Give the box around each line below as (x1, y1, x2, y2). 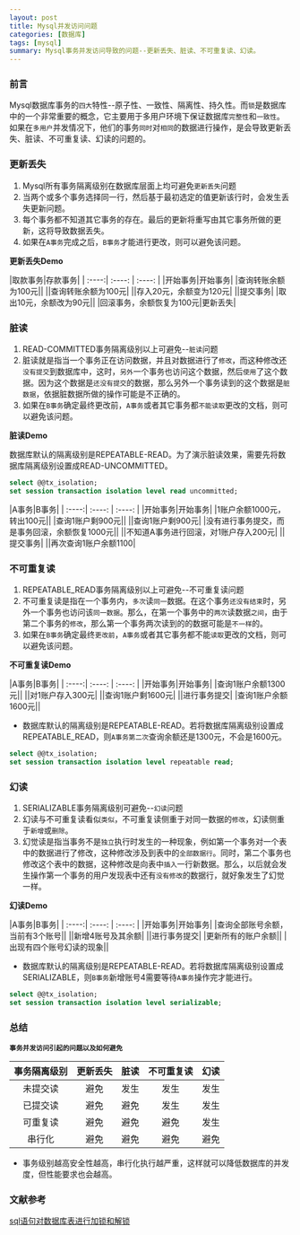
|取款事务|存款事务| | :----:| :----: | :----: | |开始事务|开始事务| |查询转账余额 (9, 275, 286, 285)
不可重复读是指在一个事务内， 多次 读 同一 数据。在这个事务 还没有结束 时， (21, 596, 279, 607)
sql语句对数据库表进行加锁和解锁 (9, 1215, 131, 1226)
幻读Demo (9, 900, 47, 911)
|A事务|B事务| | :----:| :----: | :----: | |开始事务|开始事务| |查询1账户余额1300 (9, 679, 286, 689)
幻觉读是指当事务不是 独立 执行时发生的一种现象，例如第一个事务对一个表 (21, 836, 287, 847)
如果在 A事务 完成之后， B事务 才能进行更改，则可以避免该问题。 (21, 236, 246, 247)
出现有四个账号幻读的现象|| (9, 942, 109, 952)
